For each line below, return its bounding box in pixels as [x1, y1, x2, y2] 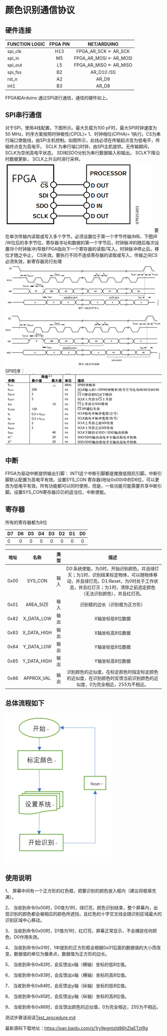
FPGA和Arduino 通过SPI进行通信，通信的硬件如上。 [5, 94, 111, 100]
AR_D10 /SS [90, 69, 116, 75]
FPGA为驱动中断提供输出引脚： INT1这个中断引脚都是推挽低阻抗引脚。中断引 [5, 470, 162, 476]
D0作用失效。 [13, 934, 42, 940]
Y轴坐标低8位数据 [94, 644, 131, 650]
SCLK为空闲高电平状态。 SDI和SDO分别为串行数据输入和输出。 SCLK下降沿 [5, 150, 160, 156]
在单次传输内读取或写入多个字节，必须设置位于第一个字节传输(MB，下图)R [5, 233, 158, 240]
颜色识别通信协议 [5, 4, 76, 16]
